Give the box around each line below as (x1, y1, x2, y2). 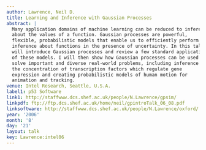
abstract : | (6, 20, 37, 26)
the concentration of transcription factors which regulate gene (12, 66, 183, 72)
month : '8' (6, 117, 34, 123)
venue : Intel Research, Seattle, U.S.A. (6, 83, 112, 89)
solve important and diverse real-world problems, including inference (12, 60, 199, 66)
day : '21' (6, 123, 32, 129)
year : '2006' (6, 111, 40, 118)
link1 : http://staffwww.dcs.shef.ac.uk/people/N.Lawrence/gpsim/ (6, 94, 177, 100)
